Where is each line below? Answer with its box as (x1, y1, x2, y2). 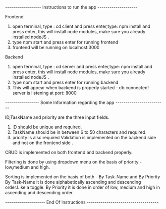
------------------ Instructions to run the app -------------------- (5, 4, 138, 10)
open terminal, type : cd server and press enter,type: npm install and (12, 64, 153, 69)
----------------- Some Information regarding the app (5, 100, 114, 105)
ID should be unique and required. (12, 124, 82, 130)
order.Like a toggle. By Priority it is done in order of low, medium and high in (5, 184, 160, 190)
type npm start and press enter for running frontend (12, 39, 118, 45)
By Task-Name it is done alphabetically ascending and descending (5, 179, 141, 185)
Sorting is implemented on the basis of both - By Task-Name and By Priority (5, 174, 160, 180)
